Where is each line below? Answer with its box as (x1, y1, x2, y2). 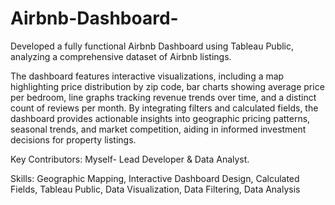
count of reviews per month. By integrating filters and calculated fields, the (10, 102, 319, 114)
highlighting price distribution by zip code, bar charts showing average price (10, 80, 325, 92)
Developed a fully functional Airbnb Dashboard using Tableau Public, (10, 40, 295, 52)
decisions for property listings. (10, 133, 137, 146)
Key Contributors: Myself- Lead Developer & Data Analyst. (10, 153, 250, 165)
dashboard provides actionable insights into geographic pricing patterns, (10, 112, 311, 124)
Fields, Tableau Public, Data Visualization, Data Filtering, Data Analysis (10, 183, 301, 195)
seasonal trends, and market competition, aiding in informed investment (10, 123, 307, 135)
